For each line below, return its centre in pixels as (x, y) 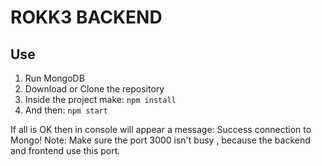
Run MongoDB (54, 78)
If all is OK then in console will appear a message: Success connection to (161, 129)
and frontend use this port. (65, 150)
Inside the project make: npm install (100, 99)
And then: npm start (66, 110)
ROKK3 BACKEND (86, 17)
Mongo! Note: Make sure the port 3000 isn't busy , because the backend (160, 140)
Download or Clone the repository (94, 89)
